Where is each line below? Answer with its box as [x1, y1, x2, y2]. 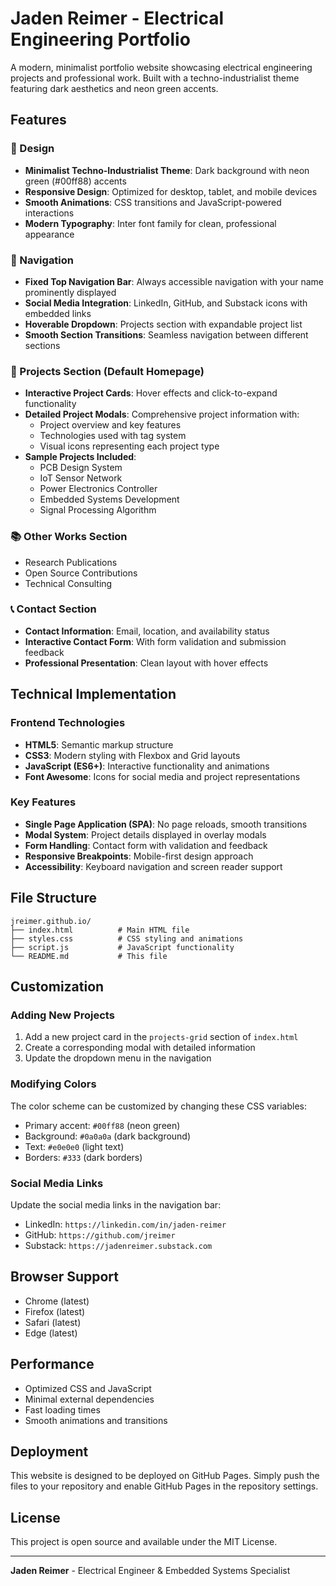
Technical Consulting [24, 577, 113, 589]
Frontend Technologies [10, 716, 126, 730]
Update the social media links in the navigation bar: [10, 1198, 222, 1211]
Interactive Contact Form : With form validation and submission [24, 635, 287, 647]
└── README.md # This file [10, 951, 168, 961]
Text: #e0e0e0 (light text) [24, 1140, 125, 1152]
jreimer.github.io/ [10, 916, 92, 926]
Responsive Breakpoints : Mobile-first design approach [24, 850, 254, 862]
